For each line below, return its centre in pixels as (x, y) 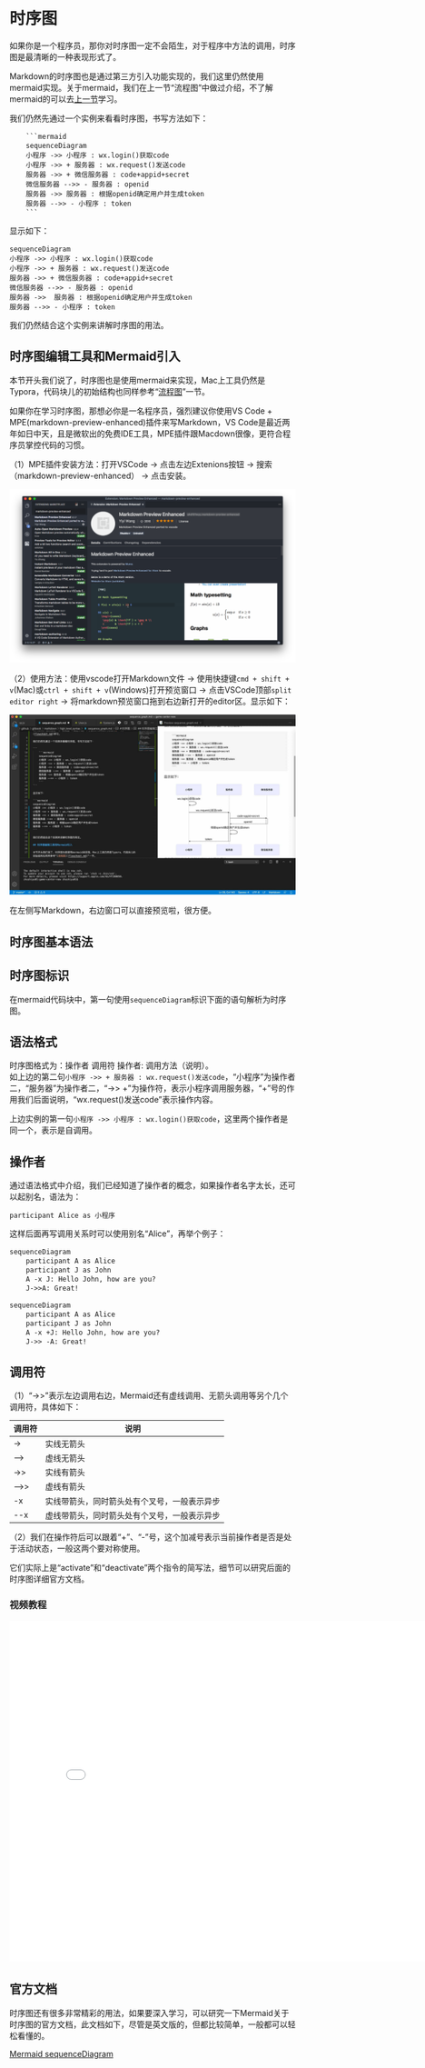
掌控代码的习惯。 (57, 445)
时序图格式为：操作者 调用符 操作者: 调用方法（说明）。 (111, 1065)
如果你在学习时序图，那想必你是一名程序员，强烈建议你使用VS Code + (141, 411)
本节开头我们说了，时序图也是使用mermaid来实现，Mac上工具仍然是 (138, 380)
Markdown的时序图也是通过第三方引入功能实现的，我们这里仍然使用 (137, 76)
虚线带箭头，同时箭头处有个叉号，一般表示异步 (133, 1515)
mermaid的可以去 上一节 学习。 (66, 99)
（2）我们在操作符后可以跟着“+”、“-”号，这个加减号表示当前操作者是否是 (147, 1537)
